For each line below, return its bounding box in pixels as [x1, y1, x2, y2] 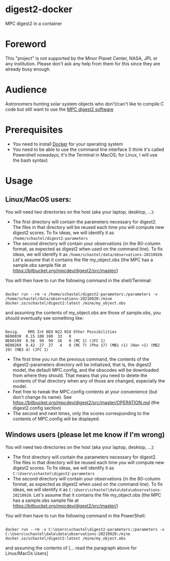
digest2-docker [5, 4, 73, 15]
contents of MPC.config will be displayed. [12, 416, 100, 422]
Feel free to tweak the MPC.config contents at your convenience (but [12, 389, 157, 395]
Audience [5, 84, 47, 95]
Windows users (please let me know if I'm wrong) [5, 430, 165, 439]
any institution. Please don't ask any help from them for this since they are [5, 60, 160, 67]
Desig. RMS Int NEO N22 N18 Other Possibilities [5, 329, 117, 335]
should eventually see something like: [5, 315, 84, 321]
